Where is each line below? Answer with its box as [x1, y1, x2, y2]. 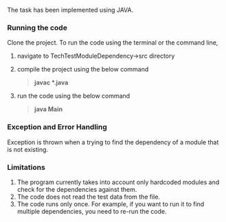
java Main [34, 105, 63, 113]
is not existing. [7, 145, 49, 153]
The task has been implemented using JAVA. [7, 6, 134, 14]
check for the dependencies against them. [16, 185, 137, 193]
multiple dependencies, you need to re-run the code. [16, 207, 167, 215]
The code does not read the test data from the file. [16, 192, 160, 201]
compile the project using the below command [16, 65, 149, 74]
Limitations [7, 162, 46, 172]
